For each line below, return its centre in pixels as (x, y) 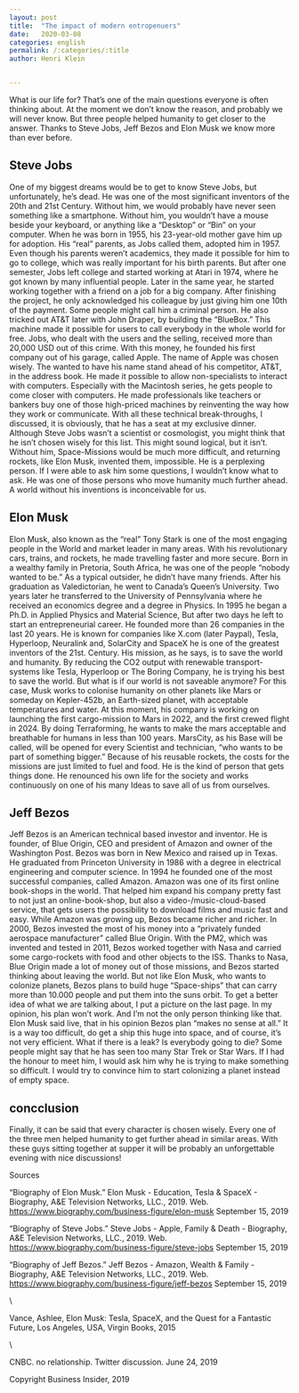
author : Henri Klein (48, 59)
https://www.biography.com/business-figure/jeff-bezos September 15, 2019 (148, 1284)
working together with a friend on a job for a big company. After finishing (143, 291)
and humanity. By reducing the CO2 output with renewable (117, 662)
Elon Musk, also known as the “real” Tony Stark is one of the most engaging (148, 539)
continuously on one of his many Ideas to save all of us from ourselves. (140, 785)
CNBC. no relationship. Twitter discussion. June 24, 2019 (113, 1362)
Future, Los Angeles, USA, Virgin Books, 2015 (93, 1328)
